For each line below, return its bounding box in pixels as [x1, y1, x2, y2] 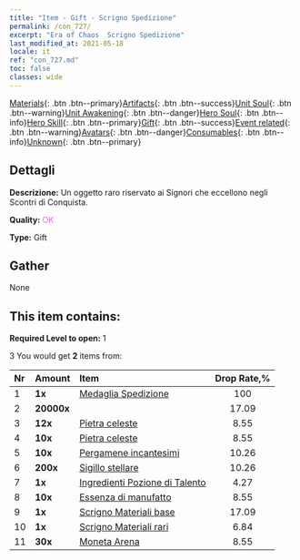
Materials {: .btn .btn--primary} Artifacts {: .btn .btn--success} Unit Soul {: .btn [9, 97, 293, 108]
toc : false [9, 65, 51, 74]
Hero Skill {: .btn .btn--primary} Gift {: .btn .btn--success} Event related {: [26, 117, 291, 127]
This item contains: [9, 309, 121, 324]
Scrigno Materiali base [78, 506, 175, 519]
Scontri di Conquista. [9, 197, 88, 208]
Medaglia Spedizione [78, 388, 170, 401]
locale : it [9, 47, 51, 56]
